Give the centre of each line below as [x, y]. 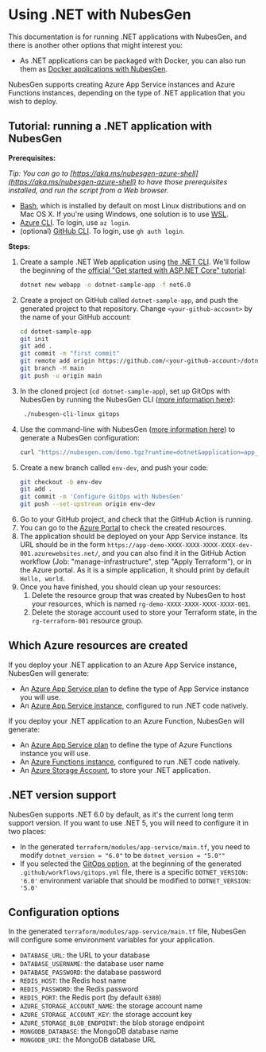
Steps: [19, 246]
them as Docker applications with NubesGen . [94, 68]
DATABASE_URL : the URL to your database [85, 955]
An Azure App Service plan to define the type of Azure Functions [126, 744]
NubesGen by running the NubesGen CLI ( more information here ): [127, 399]
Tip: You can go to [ [40, 173]
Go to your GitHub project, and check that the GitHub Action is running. [136, 519]
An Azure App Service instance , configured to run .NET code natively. [134, 705]
